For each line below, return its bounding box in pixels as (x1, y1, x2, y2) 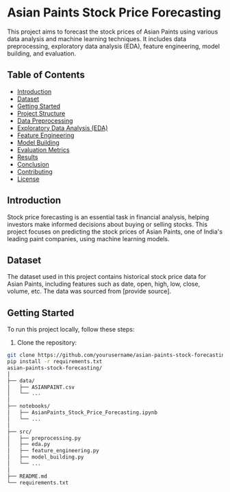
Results (16, 153, 38, 161)
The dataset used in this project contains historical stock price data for (7, 273, 207, 281)
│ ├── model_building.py (7, 454, 84, 460)
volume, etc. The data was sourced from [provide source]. (7, 287, 172, 295)
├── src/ (7, 428, 32, 435)
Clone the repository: (16, 339, 77, 347)
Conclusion (16, 160, 49, 169)
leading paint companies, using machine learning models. (7, 234, 170, 243)
